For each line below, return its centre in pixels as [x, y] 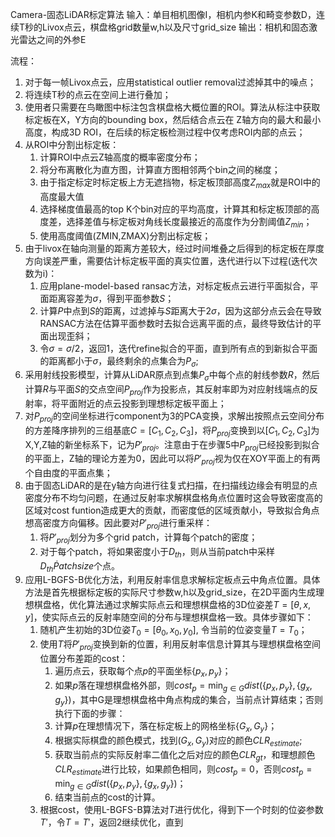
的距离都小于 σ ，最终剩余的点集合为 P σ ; [119, 361]
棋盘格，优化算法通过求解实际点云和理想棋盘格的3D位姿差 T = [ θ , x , [172, 605]
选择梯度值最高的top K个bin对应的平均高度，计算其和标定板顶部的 [175, 209]
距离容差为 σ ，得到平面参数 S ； [111, 298]
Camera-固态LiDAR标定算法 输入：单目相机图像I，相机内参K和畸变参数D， [163, 14]
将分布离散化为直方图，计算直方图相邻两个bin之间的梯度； [160, 169]
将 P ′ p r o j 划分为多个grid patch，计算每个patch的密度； [148, 538]
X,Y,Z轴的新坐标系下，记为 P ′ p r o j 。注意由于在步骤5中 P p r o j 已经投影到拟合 [172, 445]
